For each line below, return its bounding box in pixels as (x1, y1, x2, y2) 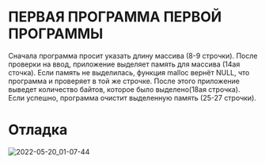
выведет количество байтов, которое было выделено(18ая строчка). (8, 84, 240, 94)
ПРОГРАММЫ (8, 25, 104, 43)
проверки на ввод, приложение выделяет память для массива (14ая (8, 59, 240, 69)
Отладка (8, 121, 68, 139)
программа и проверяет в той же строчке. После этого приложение (8, 76, 240, 86)
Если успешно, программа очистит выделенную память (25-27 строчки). (8, 93, 257, 102)
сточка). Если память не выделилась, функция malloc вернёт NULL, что (8, 67, 250, 77)
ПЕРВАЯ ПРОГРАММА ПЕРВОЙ (8, 8, 222, 26)
